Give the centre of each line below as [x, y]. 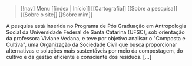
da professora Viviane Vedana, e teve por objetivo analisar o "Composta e [96, 38]
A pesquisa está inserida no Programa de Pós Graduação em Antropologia [96, 26]
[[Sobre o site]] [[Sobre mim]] [57, 15]
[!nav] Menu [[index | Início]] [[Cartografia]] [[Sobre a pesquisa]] [99, 8]
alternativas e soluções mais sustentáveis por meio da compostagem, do [95, 51]
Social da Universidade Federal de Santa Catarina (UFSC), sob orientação [95, 32]
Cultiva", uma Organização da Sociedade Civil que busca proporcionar [92, 44]
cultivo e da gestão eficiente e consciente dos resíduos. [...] [79, 57]
